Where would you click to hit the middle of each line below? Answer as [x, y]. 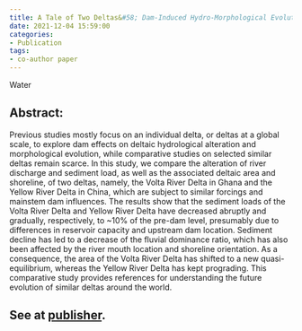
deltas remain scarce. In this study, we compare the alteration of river [138, 163]
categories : [31, 34]
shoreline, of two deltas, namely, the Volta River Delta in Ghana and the [141, 182]
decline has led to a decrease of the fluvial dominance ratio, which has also [149, 240]
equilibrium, [31, 268]
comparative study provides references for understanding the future [136, 277]
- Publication [36, 43]
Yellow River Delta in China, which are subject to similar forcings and [136, 192]
